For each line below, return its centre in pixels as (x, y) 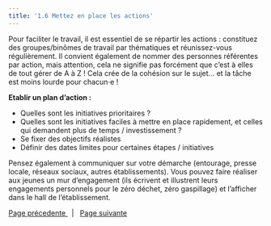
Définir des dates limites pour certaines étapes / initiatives (117, 147)
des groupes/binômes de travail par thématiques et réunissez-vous (121, 47)
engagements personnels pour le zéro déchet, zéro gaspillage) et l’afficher (133, 188)
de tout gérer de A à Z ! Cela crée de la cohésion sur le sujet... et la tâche (130, 73)
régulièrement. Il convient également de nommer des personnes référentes (133, 56)
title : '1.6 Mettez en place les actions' (81, 16)
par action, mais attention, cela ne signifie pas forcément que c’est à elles (131, 65)
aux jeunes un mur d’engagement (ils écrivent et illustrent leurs (113, 180)
